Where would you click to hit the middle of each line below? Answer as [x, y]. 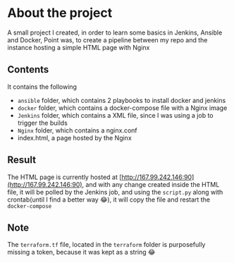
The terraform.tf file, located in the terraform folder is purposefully [106, 245]
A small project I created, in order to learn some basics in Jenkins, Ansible [115, 32]
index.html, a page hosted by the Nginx [74, 137]
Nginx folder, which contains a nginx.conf [77, 130]
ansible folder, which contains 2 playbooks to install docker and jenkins [122, 100]
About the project [60, 13]
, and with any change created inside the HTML [151, 184]
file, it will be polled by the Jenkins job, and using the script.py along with [115, 192]
